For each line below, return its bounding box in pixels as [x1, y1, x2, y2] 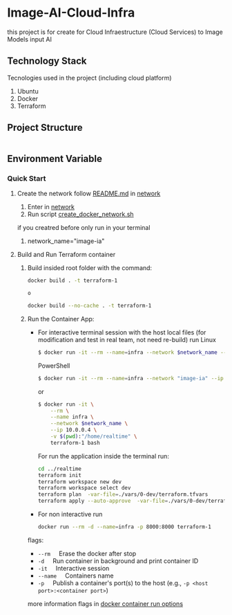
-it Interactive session [37, 564, 110, 572]
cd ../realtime [37, 465, 81, 472]
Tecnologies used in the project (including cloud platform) [7, 73, 172, 82]
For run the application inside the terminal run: [37, 452, 169, 460]
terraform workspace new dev [37, 478, 122, 485]
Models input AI [7, 35, 52, 43]
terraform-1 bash [50, 439, 100, 446]
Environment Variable [7, 152, 102, 164]
